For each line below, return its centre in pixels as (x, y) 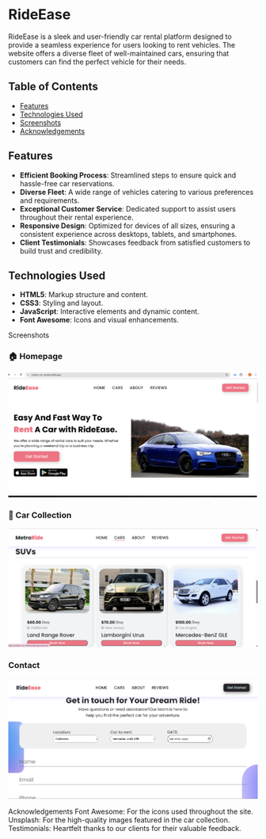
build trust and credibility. (61, 250)
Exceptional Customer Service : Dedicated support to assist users (127, 208)
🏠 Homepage (36, 357)
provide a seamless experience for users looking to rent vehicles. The (122, 44)
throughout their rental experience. (76, 217)
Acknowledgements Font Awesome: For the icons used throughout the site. (131, 811)
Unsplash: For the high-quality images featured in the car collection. (119, 820)
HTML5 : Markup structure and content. (84, 295)
